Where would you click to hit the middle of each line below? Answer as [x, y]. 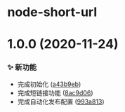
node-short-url [52, 12]
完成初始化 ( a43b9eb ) [49, 84]
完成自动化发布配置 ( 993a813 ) [61, 101]
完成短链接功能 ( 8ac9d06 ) [55, 92]
